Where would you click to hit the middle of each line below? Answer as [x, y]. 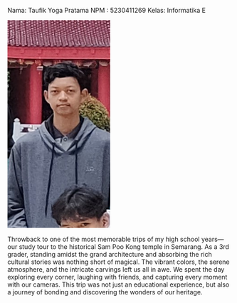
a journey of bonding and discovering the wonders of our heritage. [105, 292]
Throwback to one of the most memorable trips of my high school [104, 239]
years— [212, 239]
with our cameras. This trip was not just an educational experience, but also [118, 285]
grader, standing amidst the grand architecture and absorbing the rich [110, 254]
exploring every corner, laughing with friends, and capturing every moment [117, 277]
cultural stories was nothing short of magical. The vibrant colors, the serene [118, 262]
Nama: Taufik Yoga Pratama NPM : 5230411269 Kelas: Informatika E [107, 10]
